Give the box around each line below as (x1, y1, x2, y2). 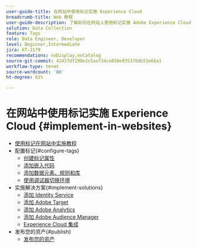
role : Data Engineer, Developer (6, 36, 85, 42)
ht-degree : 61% (6, 74, 44, 80)
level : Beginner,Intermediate (6, 42, 81, 48)
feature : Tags (6, 31, 41, 37)
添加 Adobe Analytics (23, 206, 75, 213)
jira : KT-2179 (6, 47, 41, 53)
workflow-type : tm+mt (6, 63, 59, 70)
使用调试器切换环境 (23, 177, 71, 184)
